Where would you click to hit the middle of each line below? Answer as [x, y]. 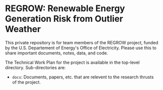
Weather [23, 29]
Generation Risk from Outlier [64, 19]
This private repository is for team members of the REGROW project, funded [82, 42]
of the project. [26, 82]
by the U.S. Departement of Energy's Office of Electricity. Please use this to [81, 48]
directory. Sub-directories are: [35, 67]
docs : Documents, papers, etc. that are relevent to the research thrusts [83, 77]
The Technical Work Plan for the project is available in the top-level [72, 62]
